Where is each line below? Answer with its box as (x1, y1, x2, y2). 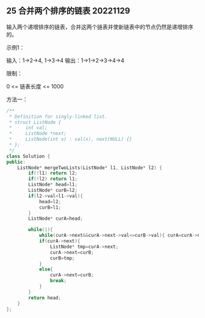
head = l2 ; (38, 198, 62, 204)
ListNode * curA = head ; (28, 215, 84, 222)
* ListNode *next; (9, 131, 67, 137)
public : (6, 159, 26, 165)
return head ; (28, 295, 62, 301)
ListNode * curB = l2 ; (28, 187, 78, 193)
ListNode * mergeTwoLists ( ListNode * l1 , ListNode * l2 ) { (17, 164, 163, 171)
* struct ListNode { (9, 119, 62, 125)
